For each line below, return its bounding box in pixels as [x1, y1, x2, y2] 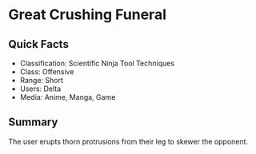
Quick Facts [8, 38, 70, 51]
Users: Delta [19, 84, 62, 93]
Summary [8, 116, 58, 129]
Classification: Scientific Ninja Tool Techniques [19, 58, 174, 68]
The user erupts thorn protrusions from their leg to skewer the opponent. [8, 136, 249, 146]
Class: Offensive [19, 67, 74, 77]
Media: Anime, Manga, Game [19, 93, 116, 101]
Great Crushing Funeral [8, 6, 166, 24]
